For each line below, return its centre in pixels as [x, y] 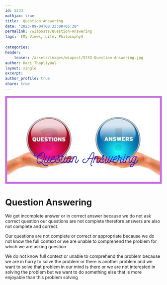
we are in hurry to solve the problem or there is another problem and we [79, 262]
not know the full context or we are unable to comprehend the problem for [81, 241]
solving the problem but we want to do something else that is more [74, 272]
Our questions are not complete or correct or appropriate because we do [80, 236]
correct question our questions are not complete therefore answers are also [83, 221]
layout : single [21, 68]
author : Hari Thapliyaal [31, 63]
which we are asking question [36, 247]
